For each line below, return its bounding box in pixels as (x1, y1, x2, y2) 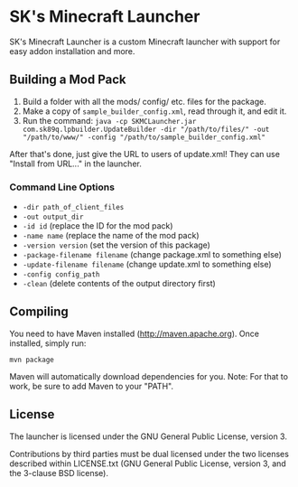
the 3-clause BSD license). (9, 467, 108, 478)
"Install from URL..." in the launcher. (9, 158, 142, 169)
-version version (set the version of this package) (22, 239, 210, 250)
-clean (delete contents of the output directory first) (22, 278, 217, 289)
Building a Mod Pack (9, 72, 126, 88)
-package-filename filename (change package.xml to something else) (22, 249, 283, 260)
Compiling (9, 304, 70, 320)
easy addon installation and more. (9, 45, 135, 56)
